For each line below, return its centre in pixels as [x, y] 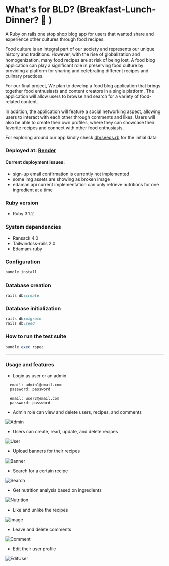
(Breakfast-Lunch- [116, 9]
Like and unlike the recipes [40, 510]
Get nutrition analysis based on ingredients [57, 490]
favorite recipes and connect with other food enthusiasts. [65, 128]
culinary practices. [24, 76]
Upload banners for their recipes [46, 451]
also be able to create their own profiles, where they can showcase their [80, 122]
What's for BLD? [40, 9]
